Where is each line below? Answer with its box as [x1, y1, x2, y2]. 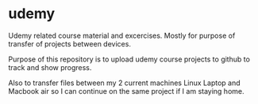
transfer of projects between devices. [8, 39, 131, 48]
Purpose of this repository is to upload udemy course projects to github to [8, 54, 250, 64]
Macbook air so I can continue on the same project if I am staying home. [8, 86, 245, 95]
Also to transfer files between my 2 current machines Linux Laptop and [8, 78, 241, 87]
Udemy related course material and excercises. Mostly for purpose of [8, 31, 236, 40]
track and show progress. [8, 62, 92, 72]
